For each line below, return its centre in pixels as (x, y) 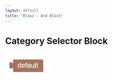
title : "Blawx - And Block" (34, 16)
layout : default (22, 10)
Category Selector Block (56, 41)
